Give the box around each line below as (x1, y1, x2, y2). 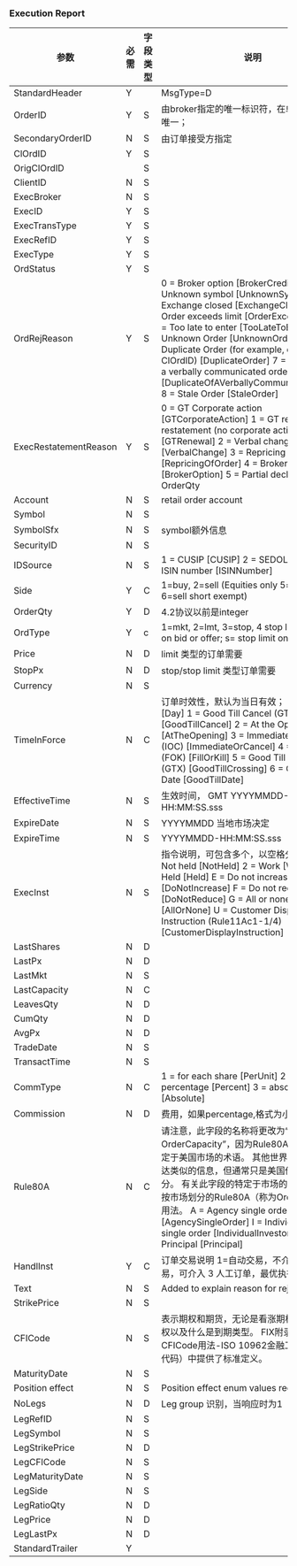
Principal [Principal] (161, 1238, 243, 1250)
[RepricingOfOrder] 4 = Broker (161, 457, 288, 470)
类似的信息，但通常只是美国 (170, 1164, 286, 1177)
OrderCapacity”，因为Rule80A (161, 1138, 289, 1150)
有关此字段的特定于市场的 (180, 1178, 288, 1190)
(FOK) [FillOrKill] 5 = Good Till (161, 751, 286, 764)
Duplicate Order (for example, (161, 343, 285, 356)
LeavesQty (13, 998, 59, 1010)
